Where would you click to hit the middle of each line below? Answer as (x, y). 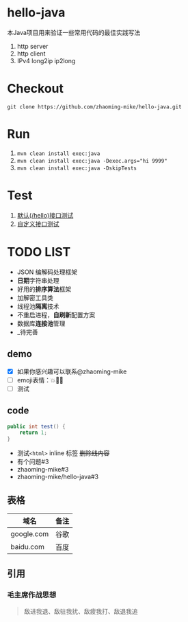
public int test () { (37, 426)
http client (31, 54)
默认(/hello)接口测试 (45, 215)
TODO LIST (39, 252)
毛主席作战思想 (32, 595)
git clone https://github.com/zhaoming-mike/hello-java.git (95, 107)
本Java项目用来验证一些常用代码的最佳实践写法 (74, 32)
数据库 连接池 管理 (41, 323)
